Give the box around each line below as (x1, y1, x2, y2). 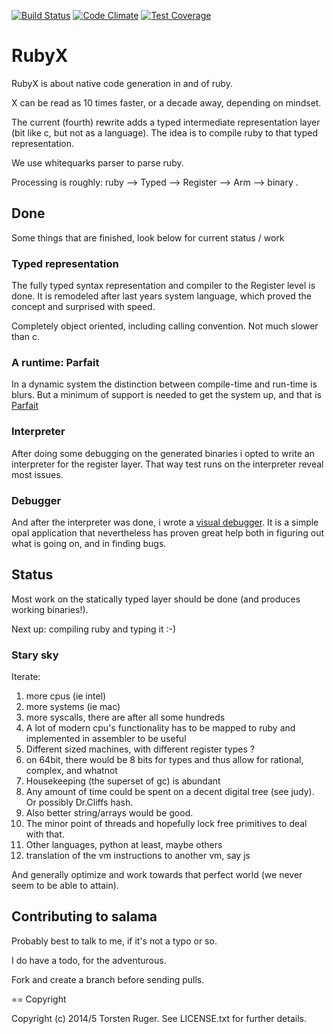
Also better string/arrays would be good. (25, 807, 194, 819)
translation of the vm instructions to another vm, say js (25, 850, 251, 862)
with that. (25, 828, 65, 840)
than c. (11, 331, 40, 343)
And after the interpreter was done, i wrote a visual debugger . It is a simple (11, 516, 319, 528)
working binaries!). (11, 603, 89, 615)
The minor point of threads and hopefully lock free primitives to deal (25, 818, 308, 830)
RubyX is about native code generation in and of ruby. (11, 77, 233, 89)
